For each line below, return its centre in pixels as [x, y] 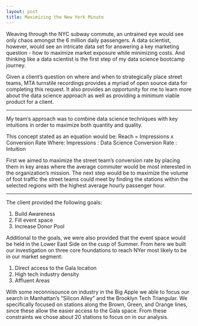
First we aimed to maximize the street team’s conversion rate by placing [93, 160]
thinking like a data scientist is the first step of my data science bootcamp [95, 59]
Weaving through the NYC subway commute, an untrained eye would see [95, 34]
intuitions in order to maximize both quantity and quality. [74, 125]
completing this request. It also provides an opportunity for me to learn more [99, 89]
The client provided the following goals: [54, 202]
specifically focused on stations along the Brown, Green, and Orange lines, [97, 304]
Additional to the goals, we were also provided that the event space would [96, 238]
